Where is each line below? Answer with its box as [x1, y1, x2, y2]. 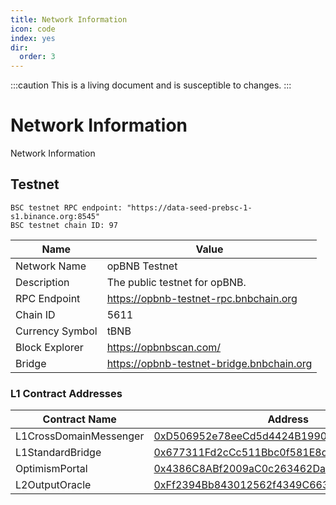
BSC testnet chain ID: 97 [10, 220, 118, 230]
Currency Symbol [15, 324, 98, 338]
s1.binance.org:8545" [10, 211, 101, 221]
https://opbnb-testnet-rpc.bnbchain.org [106, 291, 298, 305]
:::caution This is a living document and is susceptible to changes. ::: [10, 79, 292, 91]
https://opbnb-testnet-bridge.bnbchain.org [106, 356, 313, 370]
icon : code [10, 24, 56, 34]
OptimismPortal [15, 462, 88, 476]
